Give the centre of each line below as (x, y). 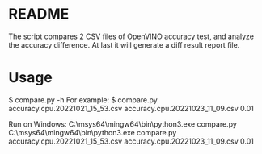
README (39, 14)
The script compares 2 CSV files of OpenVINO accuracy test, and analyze (131, 36)
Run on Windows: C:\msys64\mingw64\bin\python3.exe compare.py (123, 124)
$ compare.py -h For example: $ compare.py (83, 100)
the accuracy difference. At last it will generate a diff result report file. (124, 44)
